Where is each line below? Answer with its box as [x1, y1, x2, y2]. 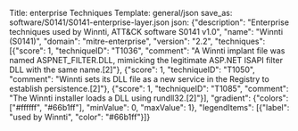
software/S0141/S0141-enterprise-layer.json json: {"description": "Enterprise [9, 17, 290, 28]
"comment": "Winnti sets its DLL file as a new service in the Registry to [9, 74, 269, 84]
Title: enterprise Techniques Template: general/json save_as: [9, 8, 233, 18]
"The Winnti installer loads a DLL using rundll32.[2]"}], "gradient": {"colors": [9, 93, 289, 103]
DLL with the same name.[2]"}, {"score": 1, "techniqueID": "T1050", [9, 64, 256, 75]
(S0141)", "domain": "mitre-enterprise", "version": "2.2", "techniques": [9, 36, 266, 46]
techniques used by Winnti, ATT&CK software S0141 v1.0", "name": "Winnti [9, 27, 284, 37]
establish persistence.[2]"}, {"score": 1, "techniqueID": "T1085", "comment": [9, 84, 289, 94]
